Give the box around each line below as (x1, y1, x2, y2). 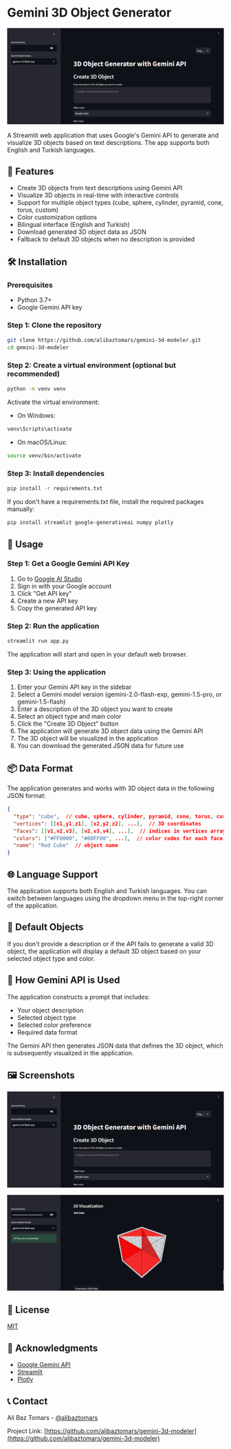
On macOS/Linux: (16, 438, 67, 446)
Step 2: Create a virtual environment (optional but (7, 361, 177, 370)
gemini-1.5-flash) (16, 698, 66, 706)
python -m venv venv (7, 386, 67, 392)
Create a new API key (16, 597, 78, 605)
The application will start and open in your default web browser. (7, 650, 188, 658)
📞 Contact (7, 1395, 48, 1407)
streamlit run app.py (7, 638, 69, 645)
